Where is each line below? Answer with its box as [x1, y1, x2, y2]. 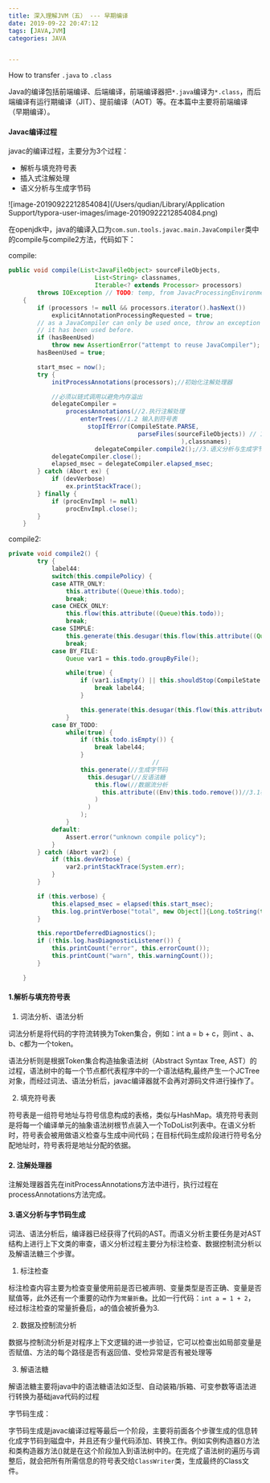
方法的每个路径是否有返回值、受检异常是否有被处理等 [35, 1348, 213, 1358]
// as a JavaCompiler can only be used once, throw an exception [37, 318, 261, 327]
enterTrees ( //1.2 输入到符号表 [80, 415, 178, 423]
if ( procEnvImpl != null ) [51, 497, 138, 505]
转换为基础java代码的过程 [14, 1392, 100, 1402]
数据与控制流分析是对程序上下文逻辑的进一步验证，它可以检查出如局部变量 [8, 1337, 255, 1347]
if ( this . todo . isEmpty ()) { [80, 736, 174, 744]
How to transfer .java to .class [8, 70, 112, 80]
